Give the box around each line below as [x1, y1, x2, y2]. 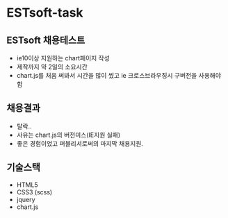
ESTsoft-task [6, 5, 84, 21]
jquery [16, 195, 35, 203]
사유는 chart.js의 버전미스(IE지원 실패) [16, 131, 121, 139]
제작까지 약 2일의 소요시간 [16, 62, 88, 71]
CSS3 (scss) [16, 187, 53, 196]
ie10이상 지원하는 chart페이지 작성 [16, 54, 111, 62]
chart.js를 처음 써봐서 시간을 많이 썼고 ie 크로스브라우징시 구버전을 [16, 72, 197, 79]
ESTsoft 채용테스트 [6, 34, 85, 46]
